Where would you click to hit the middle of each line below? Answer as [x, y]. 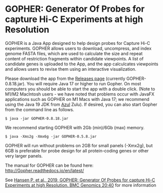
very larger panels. [24, 156]
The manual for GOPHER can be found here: [49, 165]
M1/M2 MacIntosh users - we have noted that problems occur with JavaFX [80, 94]
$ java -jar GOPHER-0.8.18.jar [37, 118]
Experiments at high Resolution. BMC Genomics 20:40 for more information [81, 185]
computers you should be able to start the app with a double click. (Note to [80, 89]
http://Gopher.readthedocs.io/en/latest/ [45, 170]
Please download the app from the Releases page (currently [65, 78]
